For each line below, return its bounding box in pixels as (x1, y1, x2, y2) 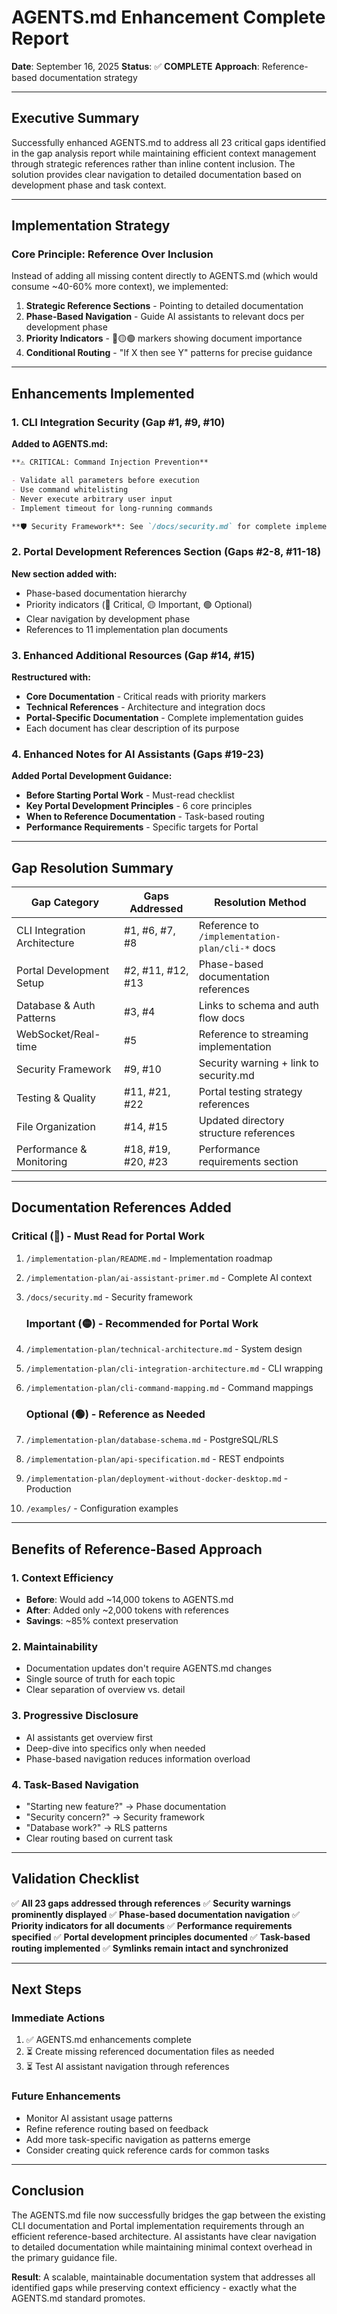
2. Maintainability (11, 1639, 98, 1653)
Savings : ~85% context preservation (25, 1615, 179, 1627)
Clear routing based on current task (25, 1832, 173, 1844)
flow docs (198, 1011, 246, 1025)
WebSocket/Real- (16, 1027, 101, 1041)
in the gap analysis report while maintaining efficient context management (11, 147, 317, 159)
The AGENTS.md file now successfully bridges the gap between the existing (11, 2209, 326, 2221)
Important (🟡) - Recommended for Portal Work (25, 1316, 259, 1330)
